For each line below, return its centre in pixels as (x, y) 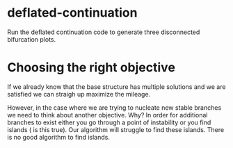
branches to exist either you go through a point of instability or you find (109, 122)
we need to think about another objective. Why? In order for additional (107, 115)
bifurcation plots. (32, 39)
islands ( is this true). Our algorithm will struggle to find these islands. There (116, 129)
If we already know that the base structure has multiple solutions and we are (116, 87)
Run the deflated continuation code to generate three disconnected (104, 32)
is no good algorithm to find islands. (58, 137)
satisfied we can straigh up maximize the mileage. (79, 94)
